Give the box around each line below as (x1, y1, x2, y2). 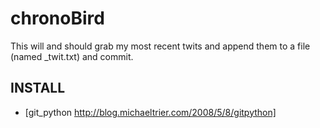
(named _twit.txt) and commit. (10, 50, 134, 62)
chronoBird (10, 7, 105, 30)
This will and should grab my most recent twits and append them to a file (10, 40, 311, 52)
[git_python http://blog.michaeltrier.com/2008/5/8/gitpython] (24, 106, 277, 118)
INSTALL (10, 80, 66, 97)
